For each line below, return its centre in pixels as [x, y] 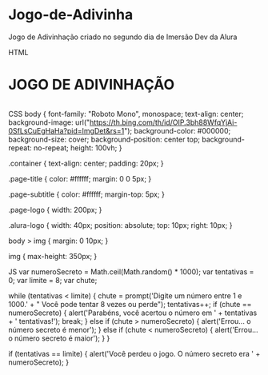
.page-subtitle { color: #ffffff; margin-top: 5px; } [87, 194]
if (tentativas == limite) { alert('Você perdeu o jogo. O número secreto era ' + [134, 353]
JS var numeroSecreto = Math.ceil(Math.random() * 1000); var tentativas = [131, 271]
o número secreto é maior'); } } [59, 338]
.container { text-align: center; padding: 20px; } [86, 163]
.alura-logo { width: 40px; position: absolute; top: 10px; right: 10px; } [120, 225]
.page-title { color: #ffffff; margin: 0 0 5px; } [80, 178]
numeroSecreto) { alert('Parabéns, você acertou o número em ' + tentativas [133, 313]
